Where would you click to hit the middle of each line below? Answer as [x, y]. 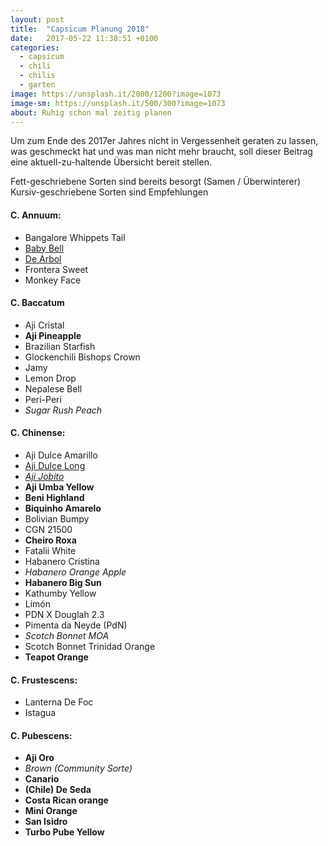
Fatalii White [50, 550]
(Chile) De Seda [58, 790]
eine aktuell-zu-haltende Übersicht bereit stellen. [111, 162]
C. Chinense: [38, 433]
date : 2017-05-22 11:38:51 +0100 [84, 38]
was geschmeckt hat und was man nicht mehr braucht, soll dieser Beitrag [161, 152]
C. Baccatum [37, 303]
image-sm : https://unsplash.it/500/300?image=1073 [118, 103]
